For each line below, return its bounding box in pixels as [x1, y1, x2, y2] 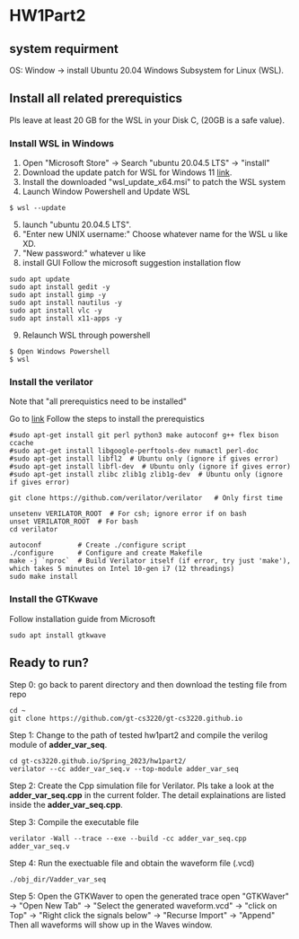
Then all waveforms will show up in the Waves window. [9, 919, 213, 930]
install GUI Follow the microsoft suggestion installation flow [22, 258, 242, 268]
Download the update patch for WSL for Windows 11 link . [22, 167, 233, 178]
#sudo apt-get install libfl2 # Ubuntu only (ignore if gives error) [9, 454, 279, 463]
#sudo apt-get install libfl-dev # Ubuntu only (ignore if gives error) [9, 462, 292, 471]
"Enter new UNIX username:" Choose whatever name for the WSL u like [22, 229, 288, 240]
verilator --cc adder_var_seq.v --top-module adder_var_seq [9, 764, 240, 773]
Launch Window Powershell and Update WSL [22, 186, 190, 197]
